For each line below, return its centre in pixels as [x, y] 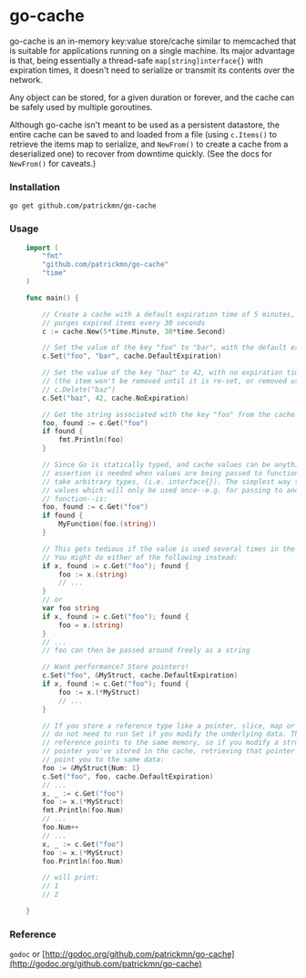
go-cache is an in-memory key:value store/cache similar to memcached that [153, 41]
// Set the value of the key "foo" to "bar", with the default [164, 348]
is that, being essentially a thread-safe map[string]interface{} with [136, 60]
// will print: [71, 878]
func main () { [52, 298]
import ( [42, 248]
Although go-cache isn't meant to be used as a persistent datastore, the [145, 125]
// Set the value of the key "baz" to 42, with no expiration [163, 373]
